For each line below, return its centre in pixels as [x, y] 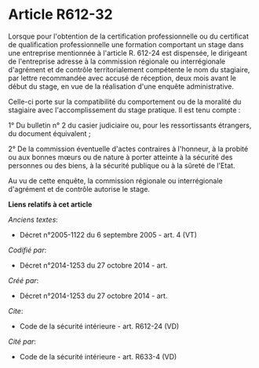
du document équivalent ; [49, 133]
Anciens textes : [33, 219]
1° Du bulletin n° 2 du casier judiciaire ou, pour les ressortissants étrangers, [130, 125]
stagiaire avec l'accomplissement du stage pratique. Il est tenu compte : [124, 110]
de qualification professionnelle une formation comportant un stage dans [126, 44]
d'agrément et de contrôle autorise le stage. [79, 189]
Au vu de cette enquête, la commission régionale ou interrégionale [116, 180]
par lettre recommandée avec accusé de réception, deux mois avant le [122, 78]
